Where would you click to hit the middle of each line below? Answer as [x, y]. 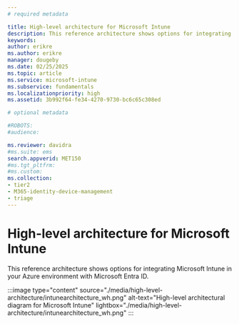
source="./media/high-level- [121, 290]
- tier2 [19, 185]
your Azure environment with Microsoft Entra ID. [78, 276]
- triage [20, 198]
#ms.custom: [25, 172]
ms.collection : [30, 178]
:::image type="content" [43, 290]
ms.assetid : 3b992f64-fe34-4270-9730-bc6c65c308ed [84, 100]
